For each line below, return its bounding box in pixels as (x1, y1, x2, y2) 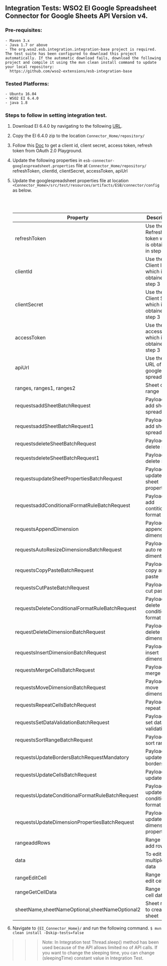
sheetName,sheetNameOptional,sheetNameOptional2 (14, 906, 141, 913)
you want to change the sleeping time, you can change (42, 950, 155, 956)
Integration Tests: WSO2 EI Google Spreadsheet (5, 4, 157, 12)
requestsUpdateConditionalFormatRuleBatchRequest (14, 792, 139, 799)
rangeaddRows (14, 839, 51, 846)
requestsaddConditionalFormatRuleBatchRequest (14, 502, 131, 509)
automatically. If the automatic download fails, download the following (5, 55, 162, 60)
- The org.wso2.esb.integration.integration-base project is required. (5, 47, 157, 52)
